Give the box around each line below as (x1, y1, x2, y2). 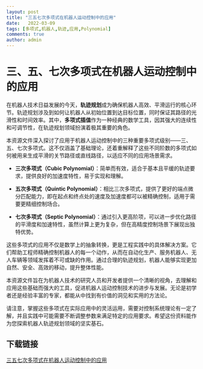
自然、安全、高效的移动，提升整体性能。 (6, 264, 107, 271)
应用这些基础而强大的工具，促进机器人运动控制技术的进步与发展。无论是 (6, 284, 186, 291)
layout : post (6, 8, 39, 15)
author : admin (6, 37, 42, 43)
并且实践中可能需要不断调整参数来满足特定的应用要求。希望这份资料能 (16, 312, 192, 319)
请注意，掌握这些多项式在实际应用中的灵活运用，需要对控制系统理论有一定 (6, 304, 192, 312)
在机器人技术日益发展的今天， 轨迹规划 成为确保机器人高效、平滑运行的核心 (6, 101, 192, 108)
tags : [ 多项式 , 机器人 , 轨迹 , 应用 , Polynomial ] (6, 25, 111, 32)
